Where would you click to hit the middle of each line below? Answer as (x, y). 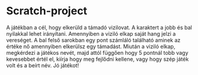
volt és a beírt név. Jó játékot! (43, 65)
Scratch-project (47, 11)
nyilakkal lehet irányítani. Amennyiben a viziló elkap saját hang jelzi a (91, 33)
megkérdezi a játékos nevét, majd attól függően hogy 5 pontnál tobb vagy (97, 52)
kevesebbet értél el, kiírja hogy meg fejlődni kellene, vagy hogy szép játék (97, 59)
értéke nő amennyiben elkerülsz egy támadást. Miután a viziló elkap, (91, 46)
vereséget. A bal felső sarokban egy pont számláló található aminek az (94, 40)
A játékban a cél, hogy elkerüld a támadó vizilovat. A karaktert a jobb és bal (99, 27)
